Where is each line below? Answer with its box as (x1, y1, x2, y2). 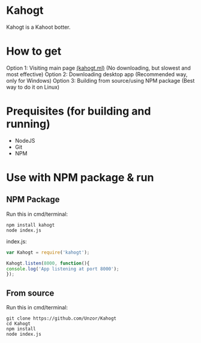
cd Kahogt (6, 321, 31, 327)
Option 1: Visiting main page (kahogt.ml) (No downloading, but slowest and (6, 64, 191, 71)
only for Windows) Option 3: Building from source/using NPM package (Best (6, 77, 195, 84)
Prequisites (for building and (6, 104, 151, 118)
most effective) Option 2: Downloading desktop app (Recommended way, (6, 70, 188, 78)
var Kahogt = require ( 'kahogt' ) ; (6, 249, 90, 255)
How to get (6, 44, 62, 58)
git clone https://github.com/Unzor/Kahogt (6, 315, 117, 321)
